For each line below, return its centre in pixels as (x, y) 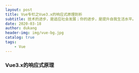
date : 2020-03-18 (23, 24)
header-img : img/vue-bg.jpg (35, 33)
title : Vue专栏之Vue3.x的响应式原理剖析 (44, 14)
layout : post (19, 10)
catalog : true (20, 38)
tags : (11, 42)
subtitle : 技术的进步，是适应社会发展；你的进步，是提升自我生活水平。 (71, 19)
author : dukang (21, 28)
